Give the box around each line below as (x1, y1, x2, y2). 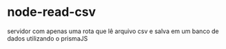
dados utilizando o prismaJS (7, 34, 88, 42)
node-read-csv (7, 4, 96, 20)
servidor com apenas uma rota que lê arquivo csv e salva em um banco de (7, 27, 219, 35)
